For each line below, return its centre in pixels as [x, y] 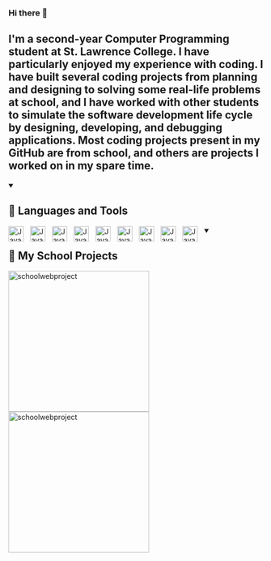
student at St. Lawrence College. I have [109, 52]
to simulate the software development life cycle [131, 116]
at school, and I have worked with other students [134, 103]
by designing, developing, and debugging [115, 128]
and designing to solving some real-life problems [135, 90]
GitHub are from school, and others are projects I [133, 153]
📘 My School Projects [64, 256]
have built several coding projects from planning [133, 77]
